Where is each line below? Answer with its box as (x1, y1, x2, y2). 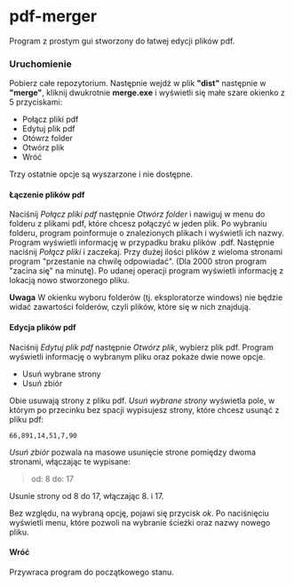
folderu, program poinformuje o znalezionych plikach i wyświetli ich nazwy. (9, 228, 284, 239)
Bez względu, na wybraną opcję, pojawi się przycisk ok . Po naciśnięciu (9, 508, 269, 519)
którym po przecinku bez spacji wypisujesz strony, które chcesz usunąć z (9, 404, 280, 415)
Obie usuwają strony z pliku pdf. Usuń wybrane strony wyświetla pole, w (9, 395, 275, 406)
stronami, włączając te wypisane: (9, 455, 131, 467)
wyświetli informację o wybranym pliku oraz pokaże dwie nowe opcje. (9, 351, 266, 361)
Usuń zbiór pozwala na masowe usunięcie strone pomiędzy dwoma (9, 447, 256, 457)
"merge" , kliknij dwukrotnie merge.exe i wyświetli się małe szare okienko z (9, 87, 286, 99)
